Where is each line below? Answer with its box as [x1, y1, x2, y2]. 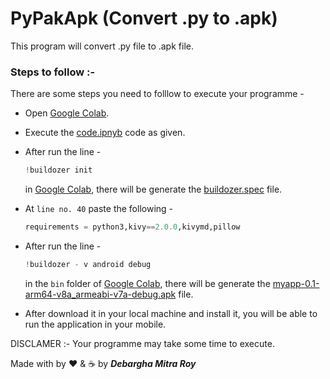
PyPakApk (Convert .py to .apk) [10, 7, 278, 30]
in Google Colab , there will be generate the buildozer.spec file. [24, 183, 283, 196]
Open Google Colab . [24, 107, 110, 119]
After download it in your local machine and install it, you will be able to [24, 307, 318, 319]
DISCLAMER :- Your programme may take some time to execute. [10, 337, 275, 349]
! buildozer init [24, 165, 93, 176]
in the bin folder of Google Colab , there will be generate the [24, 277, 271, 289]
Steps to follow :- [10, 65, 96, 79]
